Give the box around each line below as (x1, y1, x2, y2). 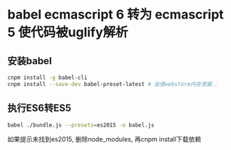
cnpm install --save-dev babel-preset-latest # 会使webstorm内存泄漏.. (7, 80, 219, 87)
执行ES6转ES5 (7, 102, 71, 114)
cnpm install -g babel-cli (7, 74, 88, 81)
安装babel (7, 55, 52, 67)
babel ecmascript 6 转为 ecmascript (7, 6, 225, 23)
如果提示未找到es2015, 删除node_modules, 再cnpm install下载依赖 (7, 135, 202, 144)
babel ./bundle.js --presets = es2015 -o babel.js (7, 122, 155, 129)
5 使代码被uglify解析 (7, 24, 128, 41)
